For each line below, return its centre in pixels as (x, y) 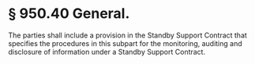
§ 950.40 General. (69, 14)
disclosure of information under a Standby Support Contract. (107, 52)
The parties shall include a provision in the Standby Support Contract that (127, 35)
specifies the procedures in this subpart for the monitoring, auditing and (125, 43)
